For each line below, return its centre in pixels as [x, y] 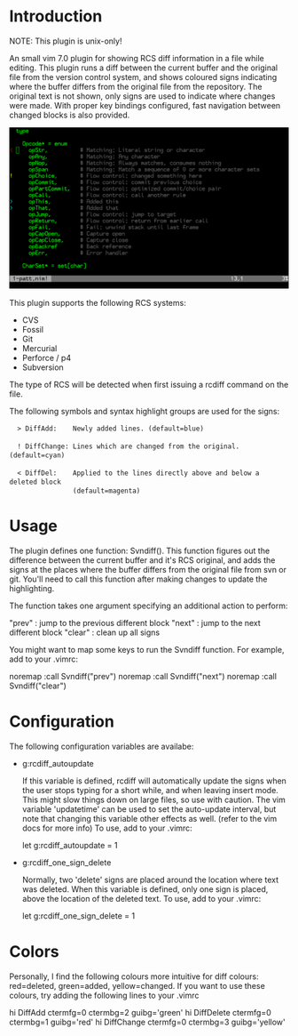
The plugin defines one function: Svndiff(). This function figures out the [140, 550]
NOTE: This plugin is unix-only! [66, 41]
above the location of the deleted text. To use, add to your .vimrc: [141, 898]
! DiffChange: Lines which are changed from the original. [129, 446]
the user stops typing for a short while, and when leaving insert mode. [150, 790]
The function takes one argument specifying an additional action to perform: [149, 606]
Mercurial [39, 348]
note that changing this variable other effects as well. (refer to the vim [149, 818]
